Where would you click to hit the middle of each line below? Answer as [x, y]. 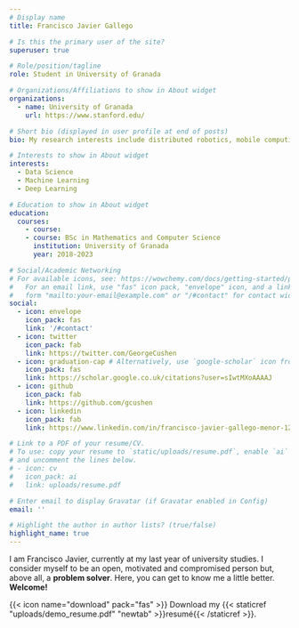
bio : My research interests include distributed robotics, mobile [135, 140]
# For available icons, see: [63, 278]
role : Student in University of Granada [85, 75]
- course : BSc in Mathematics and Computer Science [123, 238]
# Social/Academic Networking [65, 270]
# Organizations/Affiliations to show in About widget [113, 91]
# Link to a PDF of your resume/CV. [77, 444]
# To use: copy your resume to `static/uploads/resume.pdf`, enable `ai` [149, 452]
